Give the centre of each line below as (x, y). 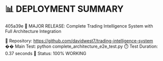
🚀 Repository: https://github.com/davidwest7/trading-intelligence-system (79, 41)
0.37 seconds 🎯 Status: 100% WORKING (46, 53)
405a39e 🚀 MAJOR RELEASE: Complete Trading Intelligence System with (79, 26)
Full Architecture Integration (33, 31)
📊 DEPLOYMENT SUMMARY (64, 9)
